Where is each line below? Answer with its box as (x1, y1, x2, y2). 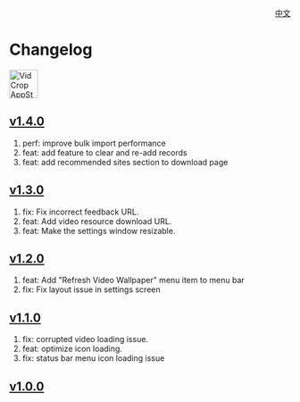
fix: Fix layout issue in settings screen (21, 284, 161, 295)
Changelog (9, 39, 93, 60)
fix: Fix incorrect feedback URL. (21, 206, 139, 217)
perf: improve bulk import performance (21, 138, 167, 148)
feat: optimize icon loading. (21, 343, 123, 355)
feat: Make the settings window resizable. (21, 225, 176, 236)
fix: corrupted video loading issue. (21, 334, 149, 345)
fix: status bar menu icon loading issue (21, 353, 165, 364)
